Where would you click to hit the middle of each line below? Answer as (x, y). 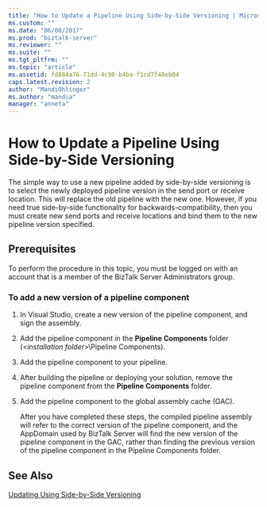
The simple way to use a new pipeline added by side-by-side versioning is (130, 182)
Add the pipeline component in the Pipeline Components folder (124, 339)
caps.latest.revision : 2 (49, 82)
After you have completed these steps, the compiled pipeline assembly (136, 417)
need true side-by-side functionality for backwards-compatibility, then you (130, 208)
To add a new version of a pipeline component (99, 297)
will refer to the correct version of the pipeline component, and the (129, 425)
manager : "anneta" (39, 104)
